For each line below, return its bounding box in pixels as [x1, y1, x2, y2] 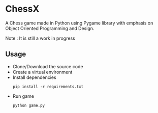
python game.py [12, 103, 45, 108]
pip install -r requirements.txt [12, 84, 84, 89]
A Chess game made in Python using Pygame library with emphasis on [5, 20, 153, 26]
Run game [12, 93, 35, 99]
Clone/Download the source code [12, 63, 83, 69]
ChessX [5, 3, 40, 15]
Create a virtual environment [12, 69, 73, 75]
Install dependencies [12, 74, 57, 80]
